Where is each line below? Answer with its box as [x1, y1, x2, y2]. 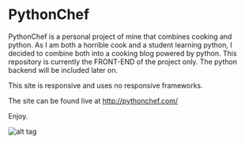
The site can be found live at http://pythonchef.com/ [8, 96, 179, 105]
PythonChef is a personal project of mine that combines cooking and [8, 32, 232, 41]
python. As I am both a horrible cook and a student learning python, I [8, 40, 232, 49]
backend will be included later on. [8, 65, 119, 74]
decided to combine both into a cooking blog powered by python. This [8, 48, 237, 58]
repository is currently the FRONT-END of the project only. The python [8, 57, 238, 66]
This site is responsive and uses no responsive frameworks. [8, 81, 203, 90]
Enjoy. [8, 111, 28, 120]
